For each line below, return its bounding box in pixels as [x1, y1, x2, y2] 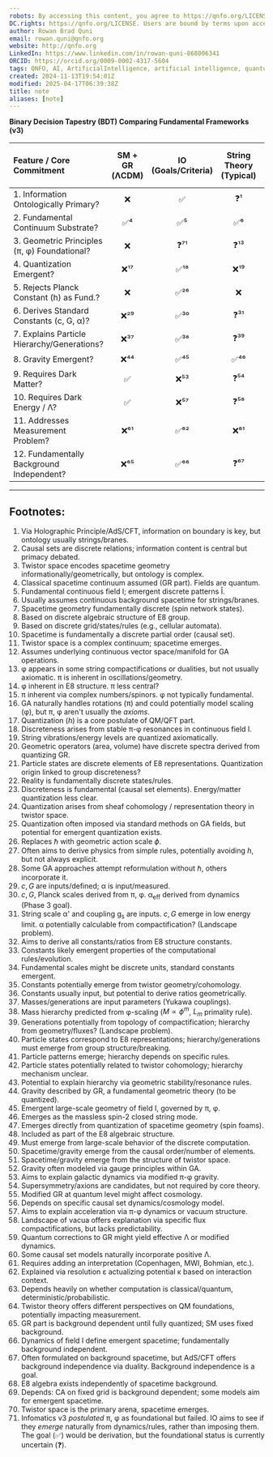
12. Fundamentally [13, 449, 84, 460]
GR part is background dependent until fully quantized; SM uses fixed [20, 1319, 254, 1328]
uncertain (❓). [20, 1440, 67, 1450]
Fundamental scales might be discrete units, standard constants [20, 962, 235, 972]
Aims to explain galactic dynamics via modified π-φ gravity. [20, 1172, 220, 1182]
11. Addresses [13, 415, 70, 426]
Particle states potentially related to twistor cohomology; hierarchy [20, 1060, 244, 1070]
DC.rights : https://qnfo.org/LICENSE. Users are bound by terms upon [9, 19, 250, 28]
